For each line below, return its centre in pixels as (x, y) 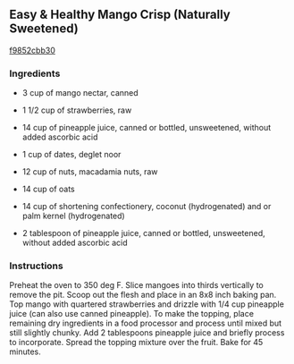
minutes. (25, 351)
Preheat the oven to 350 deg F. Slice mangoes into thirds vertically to (136, 285)
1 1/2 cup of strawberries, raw (77, 110)
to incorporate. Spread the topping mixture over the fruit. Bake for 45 (136, 343)
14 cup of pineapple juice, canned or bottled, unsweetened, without (147, 128)
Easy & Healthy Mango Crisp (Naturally (120, 15)
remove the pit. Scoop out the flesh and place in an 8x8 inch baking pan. (143, 295)
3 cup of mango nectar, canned (80, 93)
